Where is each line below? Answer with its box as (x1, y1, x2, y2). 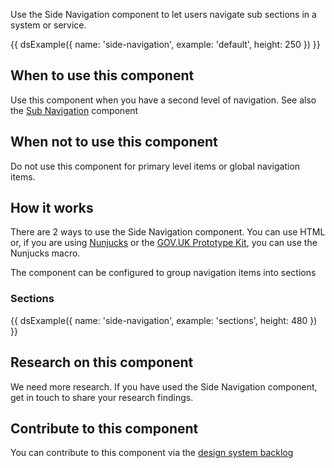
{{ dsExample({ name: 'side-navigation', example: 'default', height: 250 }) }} (10, 39, 321, 50)
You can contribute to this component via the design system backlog (10, 447, 294, 459)
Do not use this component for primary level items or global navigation (10, 160, 301, 172)
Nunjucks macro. (10, 247, 81, 259)
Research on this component (10, 354, 194, 371)
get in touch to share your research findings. (10, 391, 194, 403)
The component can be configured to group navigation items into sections (10, 267, 317, 279)
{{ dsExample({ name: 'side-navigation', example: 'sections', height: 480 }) (10, 314, 318, 326)
